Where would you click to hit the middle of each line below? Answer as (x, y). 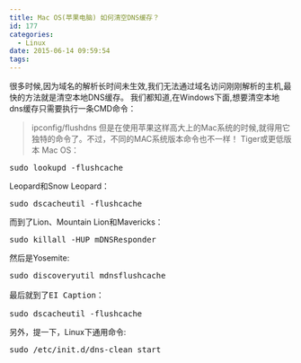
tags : (19, 59)
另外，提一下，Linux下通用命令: (68, 332)
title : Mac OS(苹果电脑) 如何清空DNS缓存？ (84, 18)
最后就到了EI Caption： (57, 295)
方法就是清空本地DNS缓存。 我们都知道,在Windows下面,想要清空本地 (152, 97)
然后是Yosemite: (40, 258)
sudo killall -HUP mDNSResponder (83, 239)
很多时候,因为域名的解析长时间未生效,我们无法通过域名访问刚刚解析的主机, (147, 86)
